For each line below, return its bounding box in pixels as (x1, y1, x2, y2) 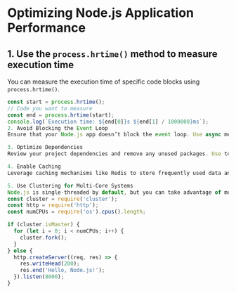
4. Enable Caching (7, 163, 61, 170)
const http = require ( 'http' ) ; (7, 202, 99, 209)
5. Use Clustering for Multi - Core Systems (7, 182, 133, 189)
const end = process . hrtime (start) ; (7, 111, 114, 119)
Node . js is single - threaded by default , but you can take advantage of (7, 188, 221, 196)
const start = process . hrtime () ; (7, 98, 105, 105)
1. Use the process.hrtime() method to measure (7, 48, 218, 60)
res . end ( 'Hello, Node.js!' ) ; (20, 267, 105, 274)
